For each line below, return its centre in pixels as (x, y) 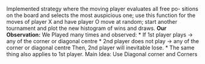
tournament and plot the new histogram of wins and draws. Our (87, 28)
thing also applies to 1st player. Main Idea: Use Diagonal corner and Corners (102, 54)
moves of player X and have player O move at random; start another (92, 22)
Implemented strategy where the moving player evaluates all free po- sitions (102, 9)
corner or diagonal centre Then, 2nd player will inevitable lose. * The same (100, 48)
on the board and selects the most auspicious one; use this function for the (101, 15)
